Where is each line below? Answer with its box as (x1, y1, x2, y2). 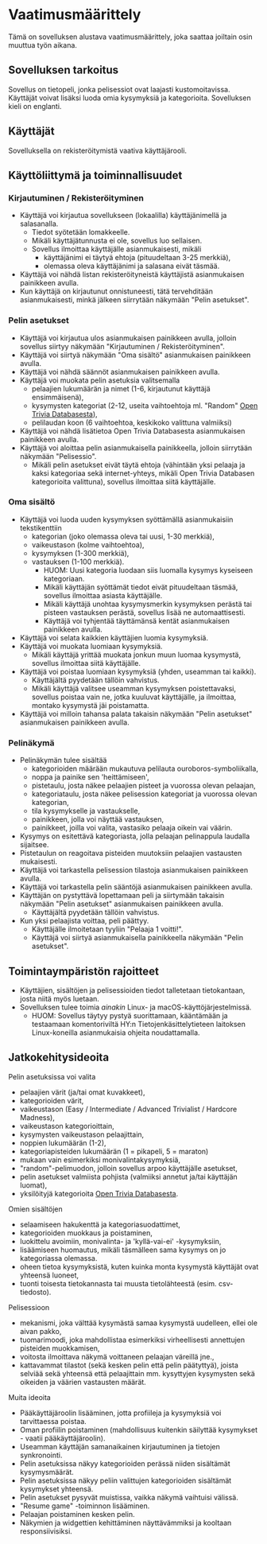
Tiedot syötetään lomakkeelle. (31, 228, 130, 237)
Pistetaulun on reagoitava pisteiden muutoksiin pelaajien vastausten (19, 849, 242, 858)
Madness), (19, 1112, 56, 1122)
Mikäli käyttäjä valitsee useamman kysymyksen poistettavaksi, (31, 683, 237, 693)
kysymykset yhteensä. (19, 1484, 94, 1493)
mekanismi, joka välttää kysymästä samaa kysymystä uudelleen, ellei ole (19, 1318, 258, 1328)
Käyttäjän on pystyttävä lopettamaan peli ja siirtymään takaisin (19, 891, 225, 900)
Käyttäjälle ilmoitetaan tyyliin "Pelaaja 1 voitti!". (31, 924, 184, 934)
